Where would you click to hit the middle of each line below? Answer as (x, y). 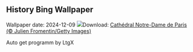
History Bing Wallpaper (50, 10)
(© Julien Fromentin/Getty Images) (49, 31)
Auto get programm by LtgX (40, 42)
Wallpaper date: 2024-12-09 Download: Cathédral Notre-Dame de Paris (97, 25)
